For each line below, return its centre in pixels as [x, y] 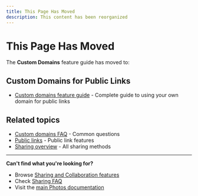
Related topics [33, 120]
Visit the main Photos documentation [59, 187]
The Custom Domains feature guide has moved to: [68, 62]
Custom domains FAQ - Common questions [67, 134]
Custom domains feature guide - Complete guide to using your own [96, 95]
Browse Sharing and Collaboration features [67, 175]
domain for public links [42, 101]
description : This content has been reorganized [67, 17]
